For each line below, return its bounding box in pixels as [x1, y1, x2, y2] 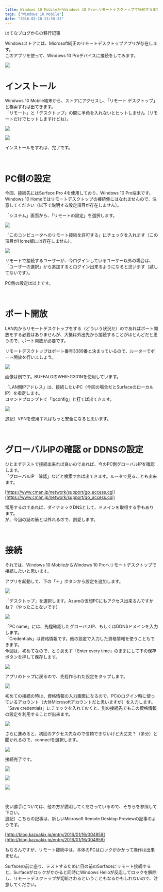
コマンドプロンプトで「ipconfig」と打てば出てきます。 [5, 396, 114, 402]
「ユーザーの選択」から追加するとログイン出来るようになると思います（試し [5, 264, 158, 270]
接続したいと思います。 [5, 568, 52, 574]
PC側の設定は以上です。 [5, 280, 53, 286]
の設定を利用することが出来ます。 [5, 711, 73, 717]
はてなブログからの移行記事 [5, 30, 61, 36]
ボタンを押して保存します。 [5, 654, 60, 660]
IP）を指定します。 [5, 390, 43, 396]
